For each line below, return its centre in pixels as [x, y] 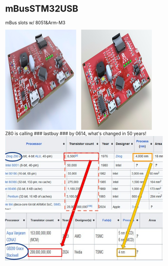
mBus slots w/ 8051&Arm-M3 [35, 23]
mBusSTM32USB [42, 9]
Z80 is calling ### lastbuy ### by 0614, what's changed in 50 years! [76, 133]
